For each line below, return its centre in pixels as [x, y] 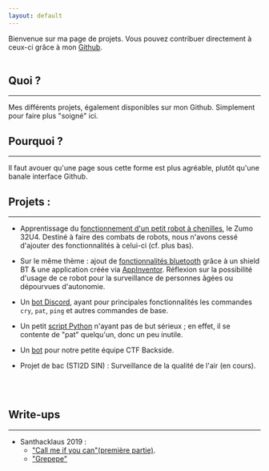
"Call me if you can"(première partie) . [94, 450]
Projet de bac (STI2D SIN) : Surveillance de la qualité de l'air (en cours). [138, 366]
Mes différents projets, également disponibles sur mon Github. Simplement [132, 107]
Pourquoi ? [36, 141]
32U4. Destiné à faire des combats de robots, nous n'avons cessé [129, 237]
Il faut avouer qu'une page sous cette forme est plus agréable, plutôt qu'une [134, 168]
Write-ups [34, 415]
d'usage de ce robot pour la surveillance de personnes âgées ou [126, 278]
